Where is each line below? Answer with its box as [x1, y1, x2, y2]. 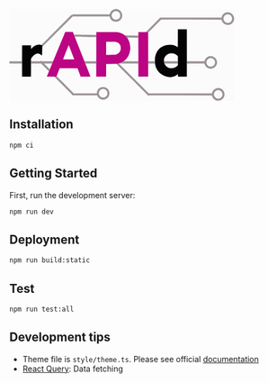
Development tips [9, 330, 111, 345]
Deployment [9, 232, 80, 247]
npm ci [9, 141, 34, 150]
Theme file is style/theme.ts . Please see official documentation [22, 353, 259, 364]
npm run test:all [9, 305, 75, 314]
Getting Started [9, 166, 98, 181]
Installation [9, 117, 74, 132]
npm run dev [9, 207, 54, 216]
